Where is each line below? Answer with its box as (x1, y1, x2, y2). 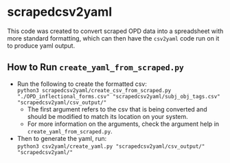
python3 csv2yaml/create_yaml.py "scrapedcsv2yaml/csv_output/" (16, 142, 205, 150)
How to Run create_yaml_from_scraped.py (7, 61, 184, 73)
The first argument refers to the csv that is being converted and (27, 105, 207, 113)
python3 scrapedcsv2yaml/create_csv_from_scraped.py (16, 87, 172, 94)
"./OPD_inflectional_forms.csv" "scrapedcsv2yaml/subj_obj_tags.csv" (16, 93, 221, 100)
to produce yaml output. (7, 41, 76, 50)
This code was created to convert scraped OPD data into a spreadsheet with (7, 27, 224, 35)
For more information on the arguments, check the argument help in (27, 120, 220, 128)
